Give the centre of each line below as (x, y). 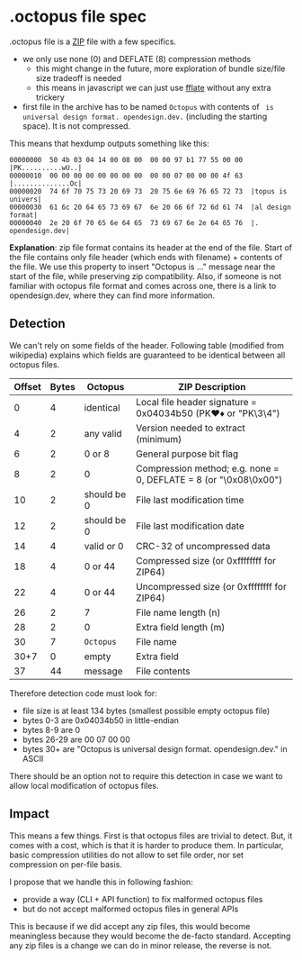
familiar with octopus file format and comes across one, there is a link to (143, 285)
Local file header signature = (197, 402)
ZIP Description (212, 386)
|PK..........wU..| (46, 168)
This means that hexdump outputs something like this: (109, 143)
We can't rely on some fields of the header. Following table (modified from (147, 345)
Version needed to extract (191, 428)
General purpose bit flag (187, 454)
